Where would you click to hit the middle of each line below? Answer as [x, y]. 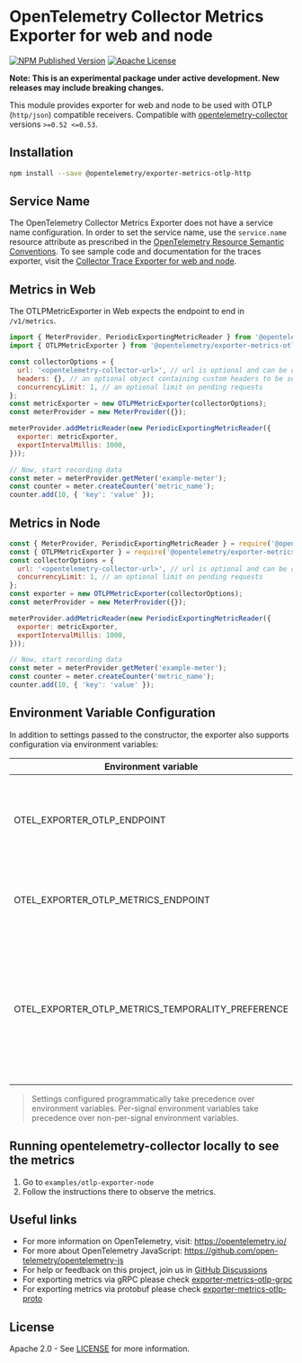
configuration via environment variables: [84, 744]
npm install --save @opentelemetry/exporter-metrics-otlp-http [130, 173]
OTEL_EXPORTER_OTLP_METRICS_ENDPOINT [112, 899]
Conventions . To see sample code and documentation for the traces [135, 252]
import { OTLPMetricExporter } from [78, 346]
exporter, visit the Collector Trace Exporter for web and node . [123, 261]
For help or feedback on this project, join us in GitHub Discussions [145, 1270]
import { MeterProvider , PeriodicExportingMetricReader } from [130, 338]
